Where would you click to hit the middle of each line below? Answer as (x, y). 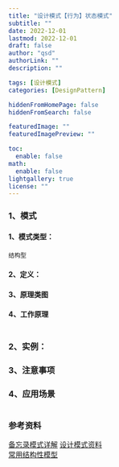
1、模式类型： (31, 236)
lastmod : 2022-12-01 (43, 38)
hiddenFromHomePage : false (53, 105)
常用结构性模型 (33, 455)
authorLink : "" (34, 61)
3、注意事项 (32, 370)
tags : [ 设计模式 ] (35, 83)
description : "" (35, 68)
